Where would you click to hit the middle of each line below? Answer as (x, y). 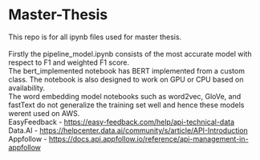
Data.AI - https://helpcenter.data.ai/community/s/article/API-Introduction (128, 130)
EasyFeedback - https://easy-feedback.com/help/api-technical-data (122, 122)
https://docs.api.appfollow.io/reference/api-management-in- (148, 138)
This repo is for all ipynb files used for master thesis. (95, 37)
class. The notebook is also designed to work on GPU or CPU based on (126, 79)
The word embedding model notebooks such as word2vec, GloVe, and (125, 96)
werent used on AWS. (44, 113)
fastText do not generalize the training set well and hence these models (126, 105)
